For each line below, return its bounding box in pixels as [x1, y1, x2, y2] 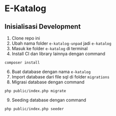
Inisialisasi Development [4, 22, 81, 31]
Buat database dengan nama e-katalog [11, 69, 91, 75]
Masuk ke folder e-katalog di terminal [11, 46, 88, 51]
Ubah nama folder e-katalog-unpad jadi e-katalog [11, 40, 112, 46]
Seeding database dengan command [11, 97, 87, 103]
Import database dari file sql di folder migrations [11, 74, 110, 79]
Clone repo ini [11, 35, 40, 41]
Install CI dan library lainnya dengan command [11, 51, 106, 57]
